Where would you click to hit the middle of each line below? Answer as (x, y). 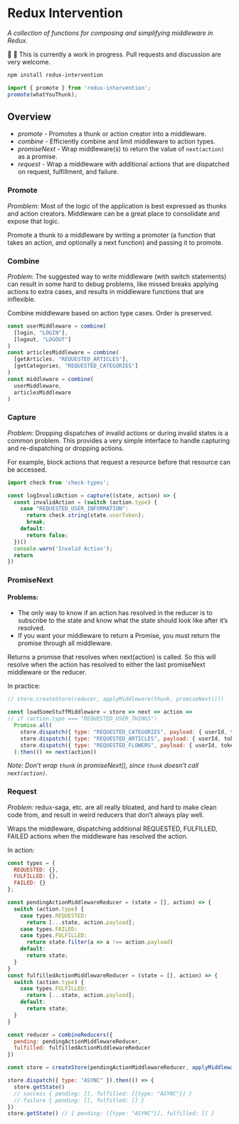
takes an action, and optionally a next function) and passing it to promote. (115, 242)
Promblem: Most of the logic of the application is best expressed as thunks (117, 206)
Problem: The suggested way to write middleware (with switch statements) (117, 276)
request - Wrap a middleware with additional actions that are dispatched (123, 164)
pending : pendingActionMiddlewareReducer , (78, 1041)
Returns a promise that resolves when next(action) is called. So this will (112, 657)
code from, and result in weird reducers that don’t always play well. (106, 814)
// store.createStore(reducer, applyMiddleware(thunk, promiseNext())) (116, 699)
